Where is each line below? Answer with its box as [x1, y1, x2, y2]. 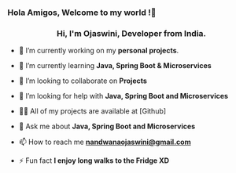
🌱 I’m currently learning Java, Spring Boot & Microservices [18, 61, 212, 70]
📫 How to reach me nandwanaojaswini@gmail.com [18, 137, 191, 147]
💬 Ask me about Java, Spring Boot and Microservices [18, 121, 196, 132]
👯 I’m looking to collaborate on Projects [18, 76, 147, 85]
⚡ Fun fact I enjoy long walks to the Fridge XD [18, 156, 170, 165]
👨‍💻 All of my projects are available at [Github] [18, 106, 167, 116]
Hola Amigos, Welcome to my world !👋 [7, 7, 157, 18]
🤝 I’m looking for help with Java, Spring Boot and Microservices [18, 92, 229, 101]
